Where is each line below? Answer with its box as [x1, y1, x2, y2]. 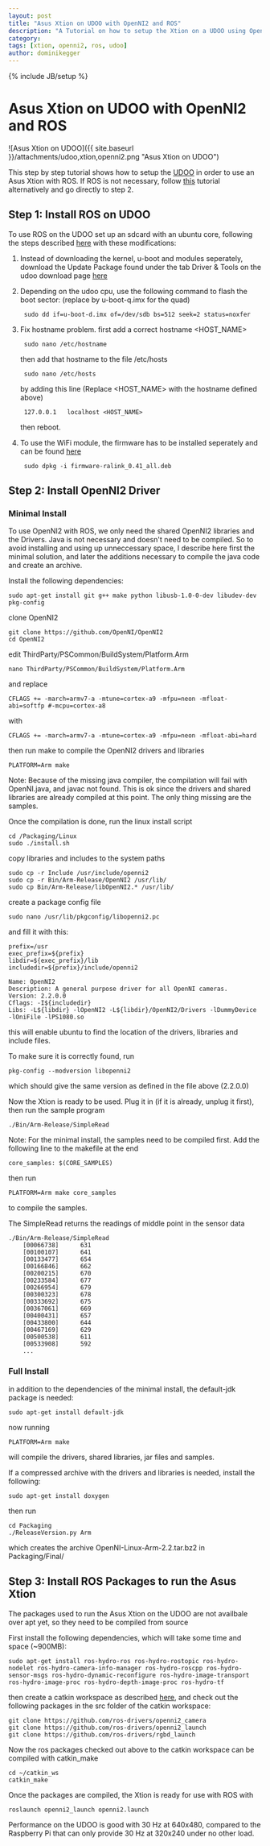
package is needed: [8, 1392, 74, 1402]
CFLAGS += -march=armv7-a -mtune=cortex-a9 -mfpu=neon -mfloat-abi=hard [8, 732, 257, 740]
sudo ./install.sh [8, 840, 70, 848]
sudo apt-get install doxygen [8, 1491, 110, 1500]
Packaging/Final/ [8, 1551, 64, 1561]
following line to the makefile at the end [8, 1143, 139, 1153]
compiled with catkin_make [8, 1753, 99, 1763]
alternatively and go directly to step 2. [8, 185, 134, 194]
